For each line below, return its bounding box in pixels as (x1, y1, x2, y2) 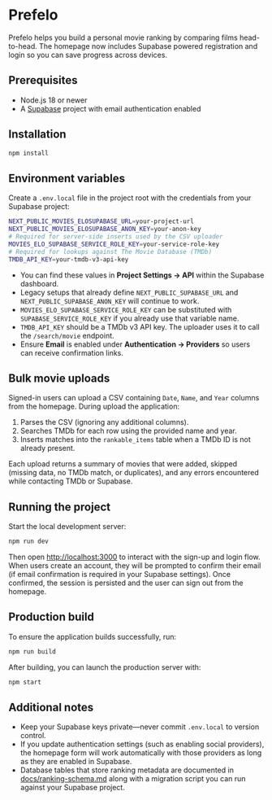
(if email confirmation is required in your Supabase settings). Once (8, 570, 231, 579)
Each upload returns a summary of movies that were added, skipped (8, 459, 238, 469)
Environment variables (8, 171, 126, 185)
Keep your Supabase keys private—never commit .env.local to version (19, 722, 260, 732)
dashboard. (19, 278, 59, 288)
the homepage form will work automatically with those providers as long (19, 748, 262, 758)
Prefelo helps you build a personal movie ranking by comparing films (8, 33, 238, 42)
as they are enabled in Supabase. (19, 757, 132, 767)
